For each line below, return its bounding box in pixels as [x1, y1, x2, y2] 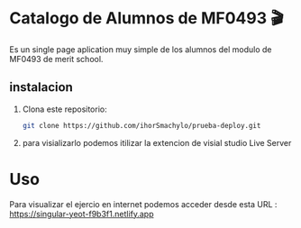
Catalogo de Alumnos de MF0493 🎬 [9, 8, 284, 29]
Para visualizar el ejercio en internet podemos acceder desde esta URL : [9, 198, 278, 209]
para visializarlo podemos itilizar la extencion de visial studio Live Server [22, 137, 292, 148]
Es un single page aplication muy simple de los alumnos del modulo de [9, 43, 272, 55]
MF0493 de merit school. [9, 53, 104, 64]
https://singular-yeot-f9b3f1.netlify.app [9, 208, 155, 219]
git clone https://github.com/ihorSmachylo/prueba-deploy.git [22, 121, 261, 130]
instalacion [9, 79, 74, 96]
